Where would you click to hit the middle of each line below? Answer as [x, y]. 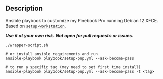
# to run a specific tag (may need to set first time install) [73, 67]
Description [24, 8]
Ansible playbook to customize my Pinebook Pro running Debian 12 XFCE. [82, 20]
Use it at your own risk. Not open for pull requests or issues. [69, 35]
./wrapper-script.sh [27, 45]
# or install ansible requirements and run [52, 54]
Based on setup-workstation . [36, 26]
